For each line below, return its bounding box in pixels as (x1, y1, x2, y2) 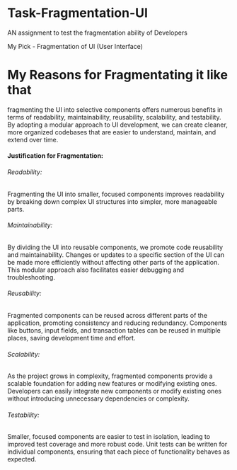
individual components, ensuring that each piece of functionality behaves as (7, 447, 230, 456)
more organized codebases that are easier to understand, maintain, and (7, 127, 216, 136)
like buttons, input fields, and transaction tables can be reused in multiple (7, 326, 221, 335)
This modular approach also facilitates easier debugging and (7, 265, 185, 274)
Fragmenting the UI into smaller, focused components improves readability (7, 190, 225, 198)
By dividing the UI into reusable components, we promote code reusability (7, 243, 224, 251)
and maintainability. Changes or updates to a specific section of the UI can (7, 250, 225, 259)
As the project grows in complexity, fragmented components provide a (7, 372, 214, 380)
